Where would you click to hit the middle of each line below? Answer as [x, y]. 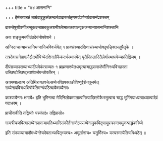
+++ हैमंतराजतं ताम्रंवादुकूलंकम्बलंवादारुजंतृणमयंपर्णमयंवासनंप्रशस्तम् [57, 18]
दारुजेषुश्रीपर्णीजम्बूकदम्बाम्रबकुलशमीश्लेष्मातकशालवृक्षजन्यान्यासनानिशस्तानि [62, 27]
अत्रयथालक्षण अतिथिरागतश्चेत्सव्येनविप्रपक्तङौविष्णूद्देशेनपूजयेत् [52, 82]
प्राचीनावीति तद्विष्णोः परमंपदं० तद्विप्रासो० [35, 113]
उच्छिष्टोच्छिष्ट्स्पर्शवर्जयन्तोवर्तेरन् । [32, 72]
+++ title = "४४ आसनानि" [28, 8]
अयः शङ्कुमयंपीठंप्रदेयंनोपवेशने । [30, 37]
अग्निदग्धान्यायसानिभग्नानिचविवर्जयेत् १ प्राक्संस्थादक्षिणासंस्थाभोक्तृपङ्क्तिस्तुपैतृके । [69, 47]
